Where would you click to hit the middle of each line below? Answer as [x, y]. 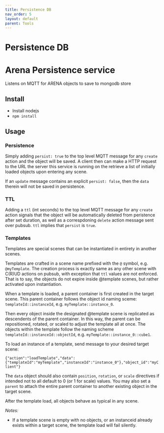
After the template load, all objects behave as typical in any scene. [72, 401]
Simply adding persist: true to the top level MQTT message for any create [81, 156]
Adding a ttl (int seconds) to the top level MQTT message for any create [79, 210]
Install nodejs [25, 111]
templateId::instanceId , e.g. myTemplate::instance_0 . [59, 304]
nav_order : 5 [18, 14]
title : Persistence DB [28, 10]
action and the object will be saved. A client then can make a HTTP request [81, 161]
